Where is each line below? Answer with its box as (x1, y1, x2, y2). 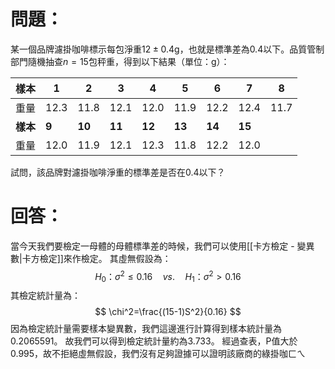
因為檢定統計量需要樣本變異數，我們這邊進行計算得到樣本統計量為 (10, 323, 282, 335)
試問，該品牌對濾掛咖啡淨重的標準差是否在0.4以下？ (10, 166, 226, 178)
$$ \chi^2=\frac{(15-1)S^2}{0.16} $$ (94, 306, 242, 318)
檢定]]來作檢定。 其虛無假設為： (39, 252, 172, 264)
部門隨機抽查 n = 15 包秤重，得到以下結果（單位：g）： (10, 55, 230, 67)
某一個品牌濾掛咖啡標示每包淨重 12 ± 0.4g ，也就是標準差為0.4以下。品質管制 (10, 43, 325, 55)
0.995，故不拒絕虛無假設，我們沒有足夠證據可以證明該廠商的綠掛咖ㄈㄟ (10, 348, 307, 360)
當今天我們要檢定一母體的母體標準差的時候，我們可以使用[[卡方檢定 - (10, 240, 295, 252)
